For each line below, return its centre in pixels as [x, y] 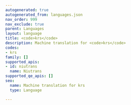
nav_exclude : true [25, 24]
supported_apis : [22, 62]
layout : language [24, 33]
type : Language [26, 90]
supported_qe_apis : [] [29, 76]
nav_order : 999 [21, 19]
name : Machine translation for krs [47, 85]
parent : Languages [25, 29]
